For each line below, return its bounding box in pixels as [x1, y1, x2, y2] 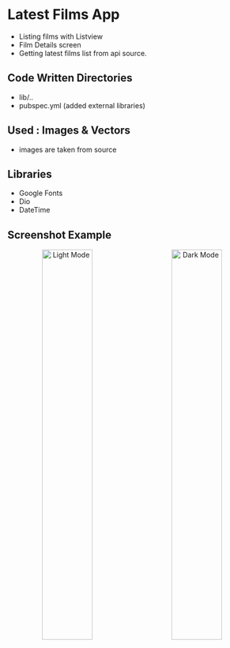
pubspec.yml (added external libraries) [18, 100, 145, 110]
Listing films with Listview [18, 32, 104, 41]
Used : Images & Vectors [7, 124, 131, 138]
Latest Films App [7, 6, 120, 24]
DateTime [18, 205, 51, 215]
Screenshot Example [7, 228, 112, 242]
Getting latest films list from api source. [18, 48, 147, 58]
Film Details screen [18, 40, 81, 49]
